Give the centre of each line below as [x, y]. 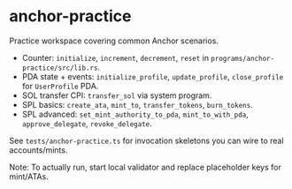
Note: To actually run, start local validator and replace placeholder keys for [145, 167]
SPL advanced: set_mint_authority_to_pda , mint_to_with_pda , [135, 114]
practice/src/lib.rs [60, 68]
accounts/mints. [38, 150]
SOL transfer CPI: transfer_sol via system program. [117, 95]
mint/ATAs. [29, 176]
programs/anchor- [243, 58]
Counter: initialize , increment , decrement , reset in [115, 57]
